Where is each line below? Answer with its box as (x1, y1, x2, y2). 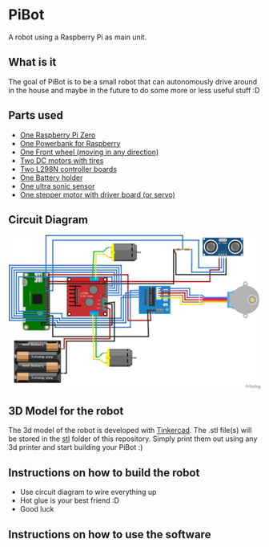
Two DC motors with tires (19, 155, 104, 165)
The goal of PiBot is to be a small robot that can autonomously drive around (8, 76, 258, 86)
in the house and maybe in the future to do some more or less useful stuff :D (8, 85, 260, 95)
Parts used (8, 108, 64, 122)
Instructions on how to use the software (8, 528, 211, 541)
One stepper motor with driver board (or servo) (19, 190, 176, 199)
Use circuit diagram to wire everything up (19, 488, 157, 497)
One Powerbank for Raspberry (19, 138, 121, 148)
